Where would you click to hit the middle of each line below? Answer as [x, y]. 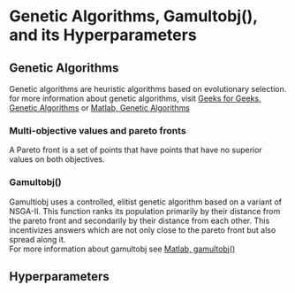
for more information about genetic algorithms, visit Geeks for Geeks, [135, 98]
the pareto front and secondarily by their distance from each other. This [140, 220]
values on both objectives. [57, 159]
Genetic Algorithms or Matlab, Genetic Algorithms [100, 108]
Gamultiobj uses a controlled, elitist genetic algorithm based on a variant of [146, 202]
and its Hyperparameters [103, 35]
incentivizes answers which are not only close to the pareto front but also [143, 230]
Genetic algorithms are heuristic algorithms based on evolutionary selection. [148, 89]
